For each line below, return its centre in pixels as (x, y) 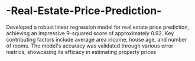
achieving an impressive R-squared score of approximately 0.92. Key (90, 33)
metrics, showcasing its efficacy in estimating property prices (81, 52)
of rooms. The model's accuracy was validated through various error (90, 46)
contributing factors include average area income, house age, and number (97, 39)
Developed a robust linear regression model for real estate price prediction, (98, 27)
